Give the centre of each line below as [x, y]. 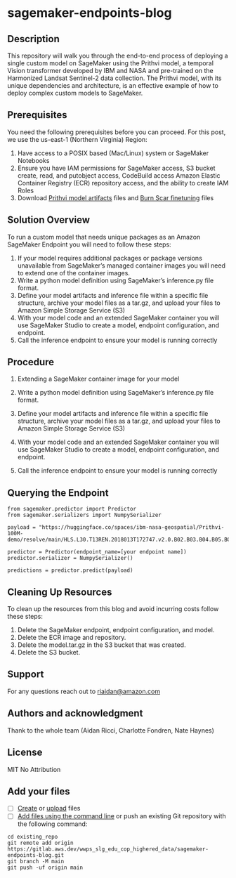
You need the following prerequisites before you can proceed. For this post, [117, 132]
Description [33, 39]
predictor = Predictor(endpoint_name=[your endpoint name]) [97, 552]
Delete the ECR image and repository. [72, 638]
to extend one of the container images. [73, 273]
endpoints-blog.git [36, 856]
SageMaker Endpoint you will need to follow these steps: [89, 244]
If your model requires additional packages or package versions [110, 258]
